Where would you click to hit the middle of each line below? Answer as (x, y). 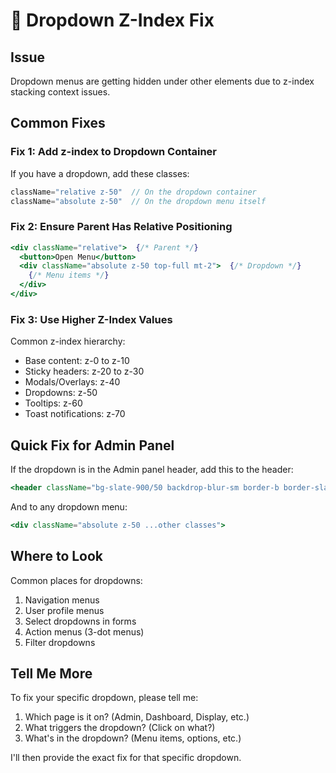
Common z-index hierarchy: (68, 341)
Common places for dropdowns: (76, 580)
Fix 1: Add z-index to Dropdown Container (114, 152)
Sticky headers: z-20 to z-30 (84, 371)
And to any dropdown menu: (69, 506)
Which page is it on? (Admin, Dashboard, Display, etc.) (137, 717)
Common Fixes (58, 123)
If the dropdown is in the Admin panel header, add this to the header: (152, 470)
